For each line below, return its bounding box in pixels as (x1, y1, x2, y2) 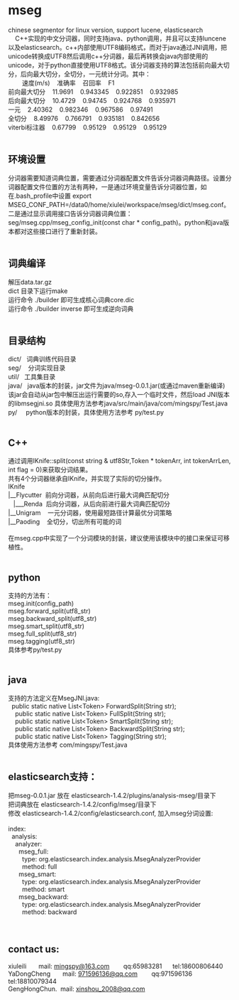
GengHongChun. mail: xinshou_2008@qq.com (8, 984, 145, 994)
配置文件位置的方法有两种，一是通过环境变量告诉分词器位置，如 (20, 182, 207, 191)
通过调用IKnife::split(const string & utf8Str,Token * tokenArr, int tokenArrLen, (8, 457, 231, 465)
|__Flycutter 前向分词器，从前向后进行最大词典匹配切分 (8, 491, 169, 499)
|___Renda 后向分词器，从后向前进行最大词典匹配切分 (13, 500, 171, 509)
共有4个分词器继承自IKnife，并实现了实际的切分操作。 (8, 474, 166, 483)
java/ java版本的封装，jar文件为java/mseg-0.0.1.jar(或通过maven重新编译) (8, 381, 226, 390)
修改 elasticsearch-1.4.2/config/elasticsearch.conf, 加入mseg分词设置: (8, 809, 213, 817)
